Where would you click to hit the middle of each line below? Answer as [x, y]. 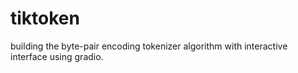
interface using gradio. [57, 56]
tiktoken [45, 18]
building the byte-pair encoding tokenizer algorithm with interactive [149, 46]
